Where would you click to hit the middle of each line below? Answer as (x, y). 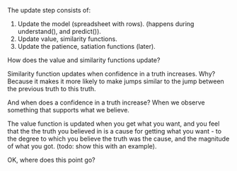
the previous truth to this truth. (52, 89)
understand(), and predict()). (59, 31)
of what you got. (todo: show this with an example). (82, 146)
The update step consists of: (49, 10)
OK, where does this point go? (51, 160)
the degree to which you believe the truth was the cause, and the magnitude (118, 138)
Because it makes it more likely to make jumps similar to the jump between (116, 81)
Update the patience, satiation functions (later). (86, 46)
